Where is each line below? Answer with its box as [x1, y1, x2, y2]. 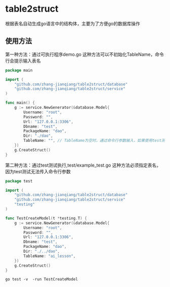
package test [5, 178, 33, 183]
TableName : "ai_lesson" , [23, 253, 76, 259]
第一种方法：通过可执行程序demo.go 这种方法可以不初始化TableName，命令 [5, 51, 164, 57]
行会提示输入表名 [5, 57, 41, 63]
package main [5, 68, 33, 73]
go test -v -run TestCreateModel [5, 277, 78, 282]
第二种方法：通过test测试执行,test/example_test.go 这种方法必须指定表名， [5, 162, 161, 168]
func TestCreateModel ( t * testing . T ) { [5, 215, 87, 221]
